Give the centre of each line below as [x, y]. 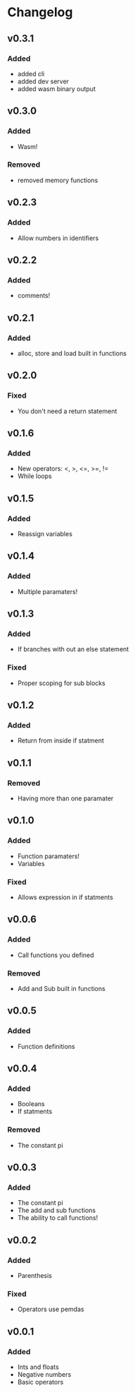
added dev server [43, 81]
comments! [34, 296]
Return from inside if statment [60, 741]
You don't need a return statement [67, 411]
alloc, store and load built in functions [72, 353]
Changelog [40, 12]
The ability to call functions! [58, 1218]
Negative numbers [44, 1375]
